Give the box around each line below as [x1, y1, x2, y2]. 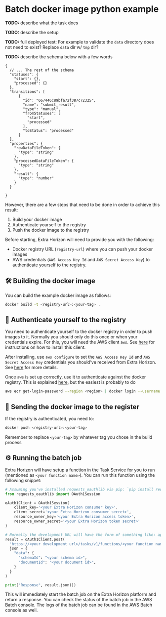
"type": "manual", [23, 106, 61, 112]
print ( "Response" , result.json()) [5, 582, 77, 587]
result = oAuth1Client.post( [5, 537, 65, 542]
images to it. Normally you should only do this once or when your [5, 334, 138, 340]
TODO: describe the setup [5, 29, 59, 35]
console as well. [5, 607, 38, 613]
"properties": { [9, 141, 43, 146]
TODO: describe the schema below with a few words [5, 53, 113, 60]
